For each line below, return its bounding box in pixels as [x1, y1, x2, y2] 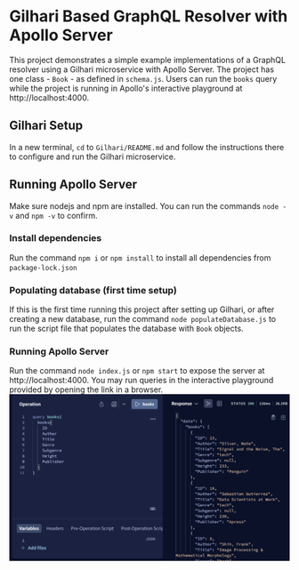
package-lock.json [9, 263, 77, 272]
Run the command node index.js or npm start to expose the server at [9, 365, 265, 376]
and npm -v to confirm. [15, 210, 98, 221]
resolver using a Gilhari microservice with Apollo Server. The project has [9, 64, 274, 75]
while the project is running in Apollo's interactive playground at [9, 83, 243, 93]
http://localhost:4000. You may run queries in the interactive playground [9, 375, 274, 386]
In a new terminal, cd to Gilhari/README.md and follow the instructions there [9, 141, 285, 152]
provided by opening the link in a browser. [9, 384, 164, 395]
